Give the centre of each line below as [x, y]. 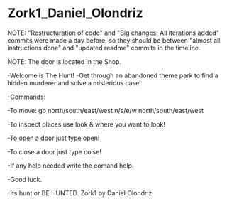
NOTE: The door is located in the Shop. [65, 61]
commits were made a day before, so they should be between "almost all [114, 40]
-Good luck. [25, 179]
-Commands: [27, 97]
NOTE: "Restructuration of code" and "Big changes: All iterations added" [113, 33]
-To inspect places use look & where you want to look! [86, 124]
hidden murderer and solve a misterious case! [74, 82]
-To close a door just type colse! [54, 151]
